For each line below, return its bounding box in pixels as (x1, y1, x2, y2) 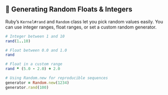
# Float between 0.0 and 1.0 (5, 48, 67, 53)
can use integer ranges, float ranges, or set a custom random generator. (5, 24, 157, 30)
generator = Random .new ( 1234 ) (5, 80, 70, 85)
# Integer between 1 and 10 (5, 34, 65, 39)
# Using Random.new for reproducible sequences (5, 76, 108, 81)
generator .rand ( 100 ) (5, 85, 49, 90)
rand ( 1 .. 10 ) (5, 39, 31, 44)
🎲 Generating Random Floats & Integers (5, 5, 132, 14)
